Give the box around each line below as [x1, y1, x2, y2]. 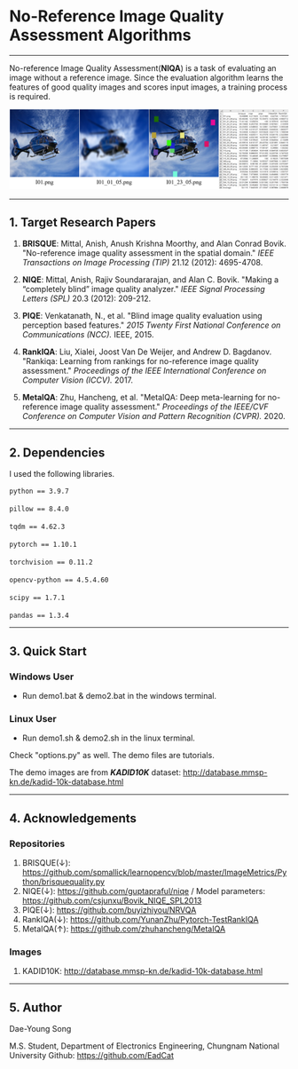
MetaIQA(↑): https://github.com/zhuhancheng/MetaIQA [21, 923, 226, 934]
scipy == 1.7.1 [9, 593, 66, 603]
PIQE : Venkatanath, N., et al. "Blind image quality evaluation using [21, 311, 263, 321]
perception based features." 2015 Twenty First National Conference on [21, 320, 281, 330]
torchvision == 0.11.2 [9, 558, 93, 567]
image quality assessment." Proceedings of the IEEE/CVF [59, 401, 269, 412]
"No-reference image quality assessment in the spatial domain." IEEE [21, 248, 275, 258]
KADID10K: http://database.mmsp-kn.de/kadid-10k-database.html [21, 966, 263, 977]
